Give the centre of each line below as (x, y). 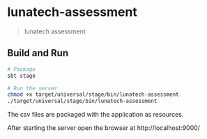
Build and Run (38, 53)
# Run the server (32, 88)
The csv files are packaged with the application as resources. (95, 115)
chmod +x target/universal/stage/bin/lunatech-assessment (93, 95)
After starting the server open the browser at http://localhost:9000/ (104, 128)
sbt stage (22, 76)
